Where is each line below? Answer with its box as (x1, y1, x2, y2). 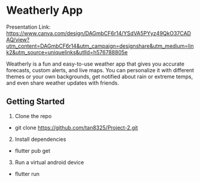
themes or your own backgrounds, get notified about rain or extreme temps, (6, 73, 193, 80)
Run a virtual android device (14, 159, 84, 166)
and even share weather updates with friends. (6, 79, 119, 87)
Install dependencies (14, 135, 67, 143)
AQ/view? (6, 36, 30, 43)
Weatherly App (6, 4, 83, 17)
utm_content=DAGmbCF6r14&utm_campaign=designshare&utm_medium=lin (6, 42, 194, 50)
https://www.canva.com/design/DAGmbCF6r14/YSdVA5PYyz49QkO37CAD (6, 29, 191, 36)
